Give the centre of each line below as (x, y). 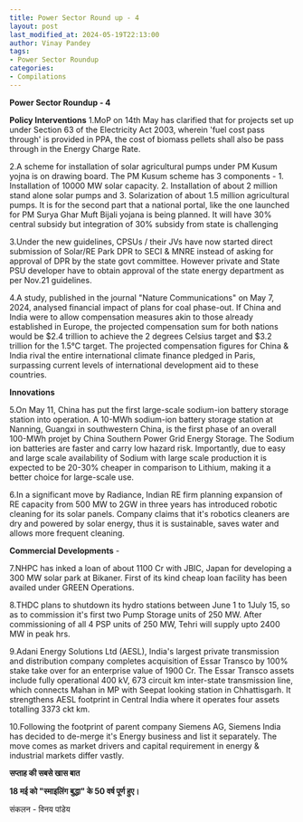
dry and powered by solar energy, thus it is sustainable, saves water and (144, 523)
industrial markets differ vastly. (67, 755)
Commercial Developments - (65, 550)
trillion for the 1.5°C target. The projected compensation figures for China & (149, 346)
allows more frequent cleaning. (67, 533)
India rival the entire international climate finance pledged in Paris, (133, 355)
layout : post (34, 26)
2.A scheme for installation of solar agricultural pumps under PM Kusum (143, 166)
